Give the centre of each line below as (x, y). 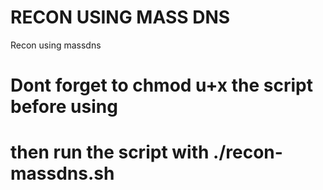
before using (64, 107)
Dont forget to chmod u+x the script (161, 85)
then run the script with (110, 152)
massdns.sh (62, 173)
